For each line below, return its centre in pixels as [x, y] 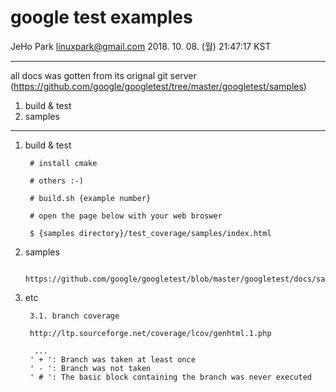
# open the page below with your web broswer [126, 216]
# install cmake [63, 163]
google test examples [101, 17]
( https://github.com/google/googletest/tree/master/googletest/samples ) [158, 86]
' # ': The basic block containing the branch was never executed [170, 377]
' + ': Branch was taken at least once [112, 359]
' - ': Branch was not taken [90, 368]
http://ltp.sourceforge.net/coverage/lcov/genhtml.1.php [150, 333]
